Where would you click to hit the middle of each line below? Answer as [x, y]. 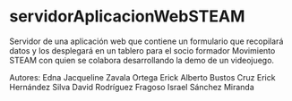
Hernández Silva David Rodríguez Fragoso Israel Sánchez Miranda [132, 87]
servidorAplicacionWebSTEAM [127, 17]
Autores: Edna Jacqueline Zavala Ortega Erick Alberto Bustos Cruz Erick [142, 77]
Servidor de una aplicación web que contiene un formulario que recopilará [146, 41]
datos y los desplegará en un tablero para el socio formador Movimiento [142, 50]
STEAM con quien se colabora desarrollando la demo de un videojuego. [142, 60]
